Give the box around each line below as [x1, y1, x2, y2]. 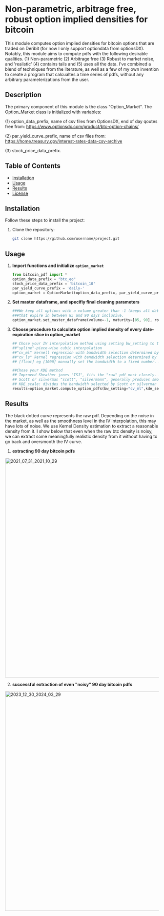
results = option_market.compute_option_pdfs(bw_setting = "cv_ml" [12, 386, 144, 391]
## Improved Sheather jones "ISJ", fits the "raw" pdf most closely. [12, 372, 157, 378]
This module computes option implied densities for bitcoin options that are [5, 40, 155, 46]
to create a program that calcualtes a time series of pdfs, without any [5, 71, 144, 77]
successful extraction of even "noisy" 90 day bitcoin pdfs [12, 681, 133, 687]
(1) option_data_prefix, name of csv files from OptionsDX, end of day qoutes [5, 118, 158, 124]
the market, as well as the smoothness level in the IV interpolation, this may [5, 418, 156, 424]
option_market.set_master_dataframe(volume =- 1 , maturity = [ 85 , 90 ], [12, 318, 153, 323]
